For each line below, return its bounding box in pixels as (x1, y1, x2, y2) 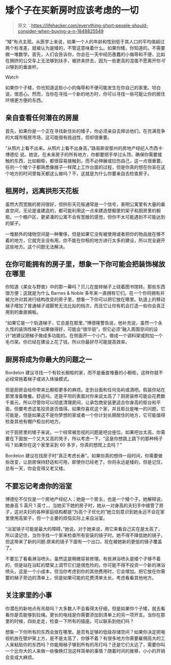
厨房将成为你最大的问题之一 (5, 355, 92, 364)
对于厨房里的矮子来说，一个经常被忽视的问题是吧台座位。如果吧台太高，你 (5, 429, 161, 435)
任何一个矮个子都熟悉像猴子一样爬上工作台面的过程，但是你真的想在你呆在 (5, 164, 161, 170)
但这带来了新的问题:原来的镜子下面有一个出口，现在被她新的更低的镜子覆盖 (5, 539, 162, 544)
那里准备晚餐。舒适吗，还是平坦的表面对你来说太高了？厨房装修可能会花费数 (5, 393, 165, 399)
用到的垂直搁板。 (5, 309, 41, 315)
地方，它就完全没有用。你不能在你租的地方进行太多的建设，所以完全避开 (14, 237, 165, 243)
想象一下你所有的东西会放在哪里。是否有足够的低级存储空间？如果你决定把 (5, 628, 161, 635)
